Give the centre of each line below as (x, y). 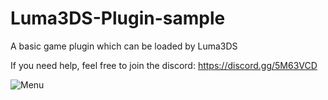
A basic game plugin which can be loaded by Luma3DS (124, 46)
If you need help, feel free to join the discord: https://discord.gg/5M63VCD (164, 65)
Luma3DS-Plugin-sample (118, 18)
